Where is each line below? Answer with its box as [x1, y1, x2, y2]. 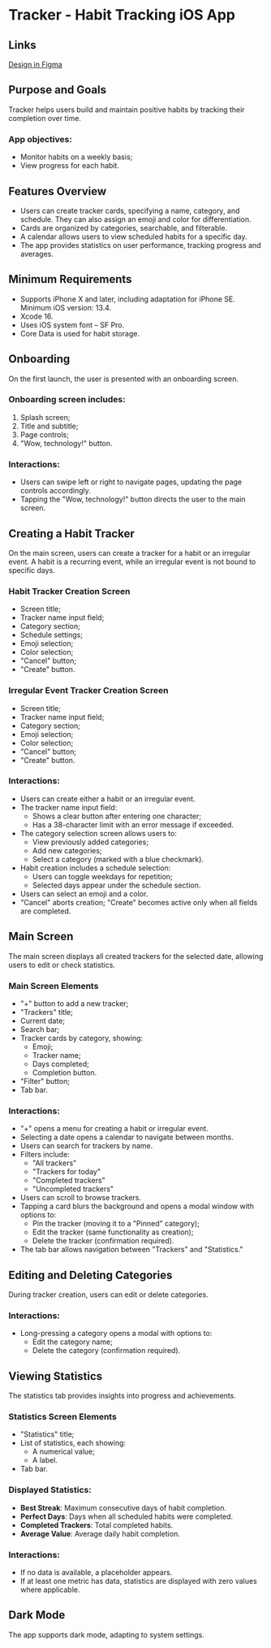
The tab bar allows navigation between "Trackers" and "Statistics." [19, 1245, 243, 1255]
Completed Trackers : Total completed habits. [19, 1520, 174, 1529]
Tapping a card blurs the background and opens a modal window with [19, 1201, 254, 1212]
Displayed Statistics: [8, 1485, 92, 1496]
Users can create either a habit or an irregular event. [19, 794, 196, 804]
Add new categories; [32, 845, 103, 855]
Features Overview [8, 184, 107, 198]
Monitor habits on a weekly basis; [19, 152, 133, 162]
